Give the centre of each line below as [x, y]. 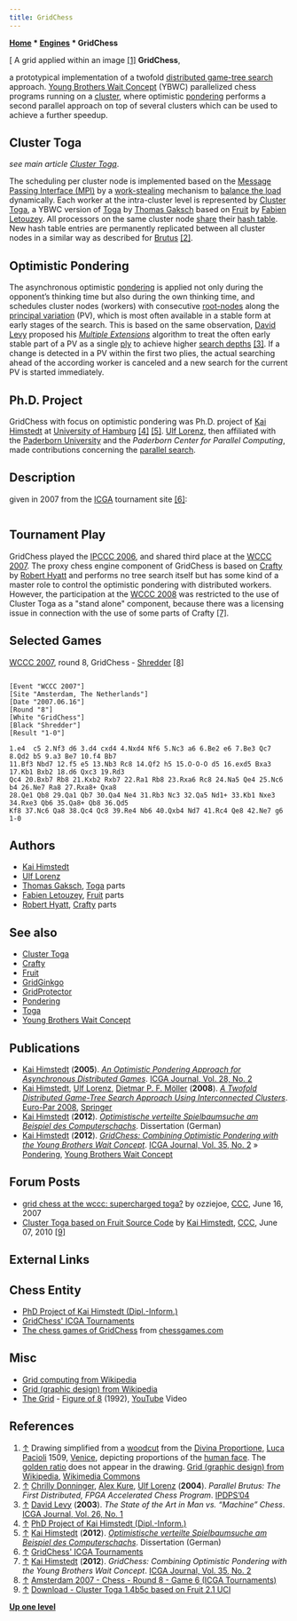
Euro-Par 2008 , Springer [67, 1107]
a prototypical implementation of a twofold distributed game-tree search [141, 77]
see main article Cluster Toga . [64, 164]
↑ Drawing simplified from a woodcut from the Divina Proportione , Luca [153, 1448]
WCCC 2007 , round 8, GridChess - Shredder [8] [97, 662]
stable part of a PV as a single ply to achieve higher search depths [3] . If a [145, 344]
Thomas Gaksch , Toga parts [74, 886]
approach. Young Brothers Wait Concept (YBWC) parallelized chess [133, 86]
